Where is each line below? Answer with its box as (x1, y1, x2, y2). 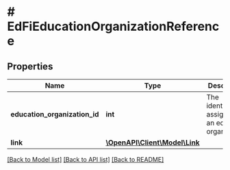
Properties (7, 60, 53, 72)
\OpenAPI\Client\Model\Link (105, 138, 200, 147)
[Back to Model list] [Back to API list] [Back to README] (7, 156, 164, 163)
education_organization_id (10, 110, 99, 119)
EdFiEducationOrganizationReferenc (7, 19, 220, 34)
